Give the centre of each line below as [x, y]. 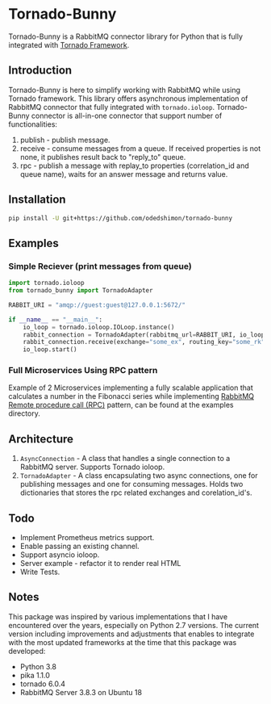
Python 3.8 [38, 666]
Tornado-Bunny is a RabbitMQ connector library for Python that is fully [126, 36]
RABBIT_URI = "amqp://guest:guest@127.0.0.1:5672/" [97, 305]
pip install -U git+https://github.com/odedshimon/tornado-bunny [120, 218]
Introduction [40, 71]
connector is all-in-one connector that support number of [127, 115]
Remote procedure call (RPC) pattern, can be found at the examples [121, 405]
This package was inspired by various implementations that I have [118, 616]
